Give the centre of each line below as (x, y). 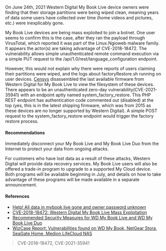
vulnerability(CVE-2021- (133, 90)
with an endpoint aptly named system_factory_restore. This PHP (86, 95)
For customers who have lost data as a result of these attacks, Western (78, 159)
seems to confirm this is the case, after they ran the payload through (75, 38)
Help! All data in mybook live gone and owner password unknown (79, 207)
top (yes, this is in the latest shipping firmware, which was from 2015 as (78, 105)
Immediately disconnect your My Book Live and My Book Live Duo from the (82, 144)
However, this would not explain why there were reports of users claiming (80, 68)
